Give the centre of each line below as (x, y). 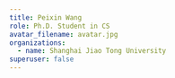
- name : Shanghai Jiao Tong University (92, 51)
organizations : (38, 43)
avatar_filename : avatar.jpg (64, 34)
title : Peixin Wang (46, 17)
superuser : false (42, 59)
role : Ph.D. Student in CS (60, 26)
